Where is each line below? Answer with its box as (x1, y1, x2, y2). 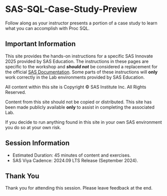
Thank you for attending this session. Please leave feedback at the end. (5, 185, 152, 191)
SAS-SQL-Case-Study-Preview (5, 3, 137, 15)
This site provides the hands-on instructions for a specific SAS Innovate (5, 53, 153, 59)
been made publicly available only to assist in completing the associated (5, 104, 155, 110)
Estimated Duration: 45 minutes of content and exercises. (12, 152, 131, 158)
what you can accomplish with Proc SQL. (5, 25, 90, 31)
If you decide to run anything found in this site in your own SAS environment (5, 119, 162, 125)
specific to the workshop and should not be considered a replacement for (5, 63, 158, 69)
